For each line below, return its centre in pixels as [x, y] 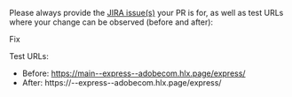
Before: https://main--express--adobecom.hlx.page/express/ [134, 73]
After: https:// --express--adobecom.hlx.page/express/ [122, 82]
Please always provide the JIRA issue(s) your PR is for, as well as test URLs [146, 13]
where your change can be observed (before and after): [111, 22]
